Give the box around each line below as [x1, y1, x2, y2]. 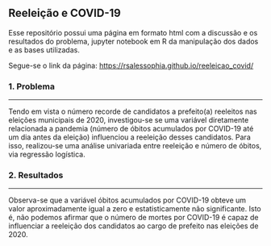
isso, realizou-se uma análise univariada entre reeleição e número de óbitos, [8, 141, 262, 151]
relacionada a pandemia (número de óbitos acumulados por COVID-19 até [8, 124, 254, 134]
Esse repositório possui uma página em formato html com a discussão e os [8, 27, 258, 37]
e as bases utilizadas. [8, 44, 81, 55]
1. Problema [8, 81, 55, 92]
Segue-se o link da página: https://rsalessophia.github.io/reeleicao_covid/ [8, 60, 254, 70]
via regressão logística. [8, 149, 86, 160]
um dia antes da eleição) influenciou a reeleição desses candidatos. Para [8, 132, 252, 142]
